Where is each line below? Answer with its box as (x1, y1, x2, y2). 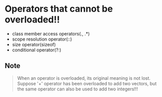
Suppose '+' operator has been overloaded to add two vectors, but (17, 80, 157, 86)
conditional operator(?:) (12, 47, 62, 53)
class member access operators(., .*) (12, 30, 90, 37)
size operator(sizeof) (12, 41, 56, 47)
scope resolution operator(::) (12, 36, 72, 42)
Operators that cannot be (5, 3, 113, 15)
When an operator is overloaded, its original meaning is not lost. (17, 75, 151, 81)
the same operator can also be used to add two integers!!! (17, 86, 138, 92)
